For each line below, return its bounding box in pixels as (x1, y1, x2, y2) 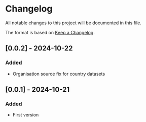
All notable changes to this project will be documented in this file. (5, 20, 142, 26)
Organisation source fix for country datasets (12, 71, 105, 77)
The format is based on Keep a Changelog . (5, 29, 95, 35)
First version (12, 112, 39, 118)
